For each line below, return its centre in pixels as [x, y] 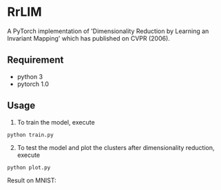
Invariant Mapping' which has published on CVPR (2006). [88, 38]
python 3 [30, 76]
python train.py [30, 135]
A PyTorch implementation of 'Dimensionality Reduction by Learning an [108, 31]
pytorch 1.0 [33, 84]
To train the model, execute [56, 122]
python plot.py [29, 167]
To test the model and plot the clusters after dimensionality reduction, [116, 147]
